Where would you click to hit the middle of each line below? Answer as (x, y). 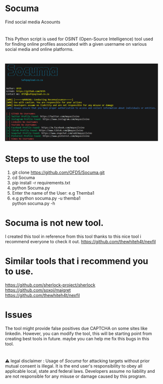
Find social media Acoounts (33, 22)
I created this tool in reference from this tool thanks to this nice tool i (73, 236)
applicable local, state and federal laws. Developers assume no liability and (80, 371)
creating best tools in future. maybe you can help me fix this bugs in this (77, 339)
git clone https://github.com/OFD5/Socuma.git (58, 172)
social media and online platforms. (39, 50)
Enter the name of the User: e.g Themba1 (53, 193)
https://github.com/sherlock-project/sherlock (50, 285)
